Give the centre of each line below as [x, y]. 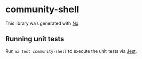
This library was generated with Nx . [42, 23]
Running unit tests [35, 39]
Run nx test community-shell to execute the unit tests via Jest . [71, 51]
